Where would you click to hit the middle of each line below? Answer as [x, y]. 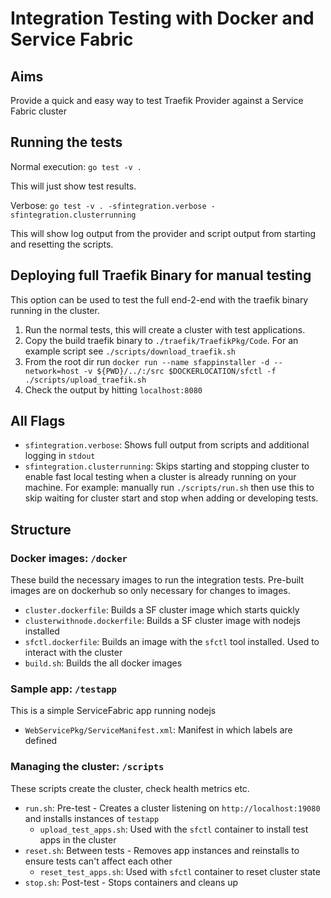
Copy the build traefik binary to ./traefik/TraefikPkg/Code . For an [161, 340]
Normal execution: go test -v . [76, 166]
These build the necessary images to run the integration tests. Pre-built [157, 580]
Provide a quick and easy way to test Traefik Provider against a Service [157, 100]
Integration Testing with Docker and [162, 18]
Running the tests [66, 142]
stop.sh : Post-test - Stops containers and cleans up [131, 882]
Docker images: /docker [69, 558]
